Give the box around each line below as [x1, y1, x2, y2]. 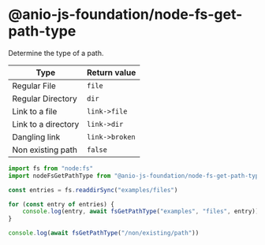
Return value [86, 67, 136, 78]
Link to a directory [12, 118, 80, 129]
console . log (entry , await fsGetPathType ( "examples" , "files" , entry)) [22, 207, 259, 216]
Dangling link [12, 132, 61, 143]
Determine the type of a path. [8, 48, 104, 58]
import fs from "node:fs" [8, 164, 93, 173]
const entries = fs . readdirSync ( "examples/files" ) [8, 186, 178, 194]
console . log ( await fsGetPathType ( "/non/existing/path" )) [8, 229, 200, 237]
